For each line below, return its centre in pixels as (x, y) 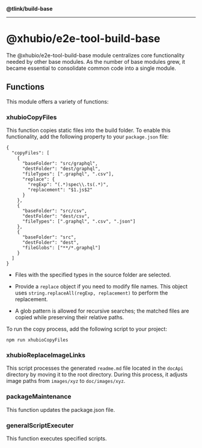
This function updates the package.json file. (61, 409)
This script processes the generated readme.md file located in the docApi (95, 368)
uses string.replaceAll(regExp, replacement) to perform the (91, 293)
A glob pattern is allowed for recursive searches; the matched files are (102, 311)
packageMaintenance (39, 397)
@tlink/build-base (29, 9)
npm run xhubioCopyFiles (37, 340)
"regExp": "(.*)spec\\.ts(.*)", (69, 185)
